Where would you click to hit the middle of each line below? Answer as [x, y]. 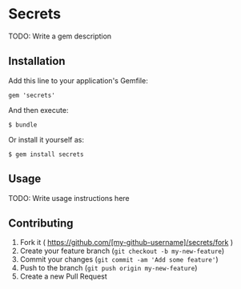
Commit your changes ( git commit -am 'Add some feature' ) [119, 259]
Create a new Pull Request [64, 276]
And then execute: [38, 110]
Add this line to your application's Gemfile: [78, 80]
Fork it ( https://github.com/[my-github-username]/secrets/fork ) [127, 243]
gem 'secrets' [32, 95]
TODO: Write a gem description [60, 36]
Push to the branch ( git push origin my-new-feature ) [108, 268]
